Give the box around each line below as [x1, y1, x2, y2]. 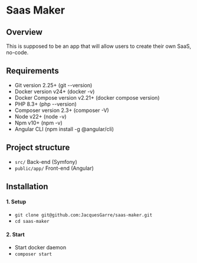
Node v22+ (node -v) [14, 113, 67, 120]
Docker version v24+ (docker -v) [14, 88, 95, 95]
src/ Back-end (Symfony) [14, 158, 78, 165]
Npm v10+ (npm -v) [14, 119, 63, 126]
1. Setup [6, 198, 27, 205]
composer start [14, 251, 52, 257]
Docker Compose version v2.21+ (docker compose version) [14, 94, 160, 101]
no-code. [6, 49, 29, 56]
